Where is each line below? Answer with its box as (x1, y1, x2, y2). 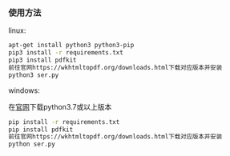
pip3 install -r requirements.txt (8, 49, 124, 57)
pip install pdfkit (8, 126, 74, 134)
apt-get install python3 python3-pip (8, 42, 135, 50)
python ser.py (8, 140, 56, 149)
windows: (8, 86, 40, 95)
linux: (8, 26, 26, 35)
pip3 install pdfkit (8, 56, 78, 65)
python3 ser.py (8, 70, 59, 79)
